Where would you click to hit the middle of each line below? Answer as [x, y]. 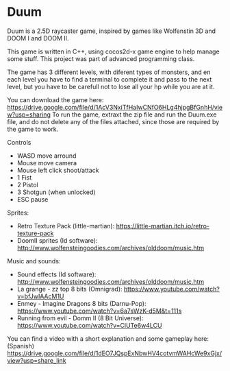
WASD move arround [47, 156]
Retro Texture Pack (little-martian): [66, 226]
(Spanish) [21, 346]
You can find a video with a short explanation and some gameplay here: [108, 338]
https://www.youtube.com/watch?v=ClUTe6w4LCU [89, 325]
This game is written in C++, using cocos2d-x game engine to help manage [114, 51]
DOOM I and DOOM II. [38, 38]
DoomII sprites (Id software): [57, 240]
